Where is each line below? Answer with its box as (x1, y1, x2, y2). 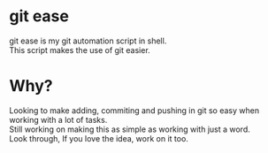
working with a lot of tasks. (9, 114, 108, 125)
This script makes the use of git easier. (9, 44, 150, 55)
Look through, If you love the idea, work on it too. (9, 133, 188, 143)
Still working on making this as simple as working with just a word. (9, 124, 250, 134)
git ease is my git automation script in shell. (9, 35, 167, 46)
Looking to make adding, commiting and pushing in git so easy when (9, 104, 259, 116)
